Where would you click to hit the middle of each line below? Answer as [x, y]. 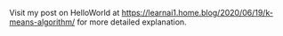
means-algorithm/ [42, 22]
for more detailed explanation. [132, 22]
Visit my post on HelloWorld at [65, 13]
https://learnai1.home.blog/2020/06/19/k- [198, 13]
